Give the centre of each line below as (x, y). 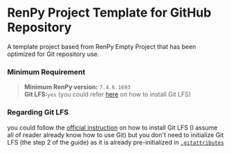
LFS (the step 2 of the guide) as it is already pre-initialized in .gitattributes (116, 142)
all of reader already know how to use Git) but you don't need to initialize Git (115, 135)
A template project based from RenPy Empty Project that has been (102, 46)
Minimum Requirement (46, 72)
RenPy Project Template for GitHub (109, 13)
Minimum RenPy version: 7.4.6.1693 (77, 87)
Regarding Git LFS (38, 112)
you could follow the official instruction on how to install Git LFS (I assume (112, 127)
